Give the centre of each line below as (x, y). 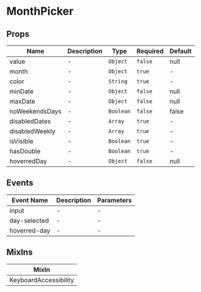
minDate (22, 91)
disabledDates (30, 121)
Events (20, 183)
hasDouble (25, 151)
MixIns (20, 252)
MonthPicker (40, 11)
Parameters (115, 200)
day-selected (29, 220)
